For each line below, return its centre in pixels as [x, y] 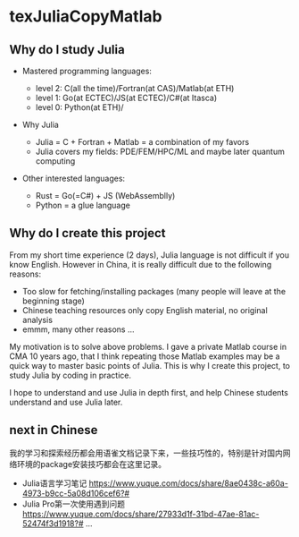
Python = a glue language [83, 205]
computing [55, 161]
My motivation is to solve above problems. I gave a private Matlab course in [148, 346]
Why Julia [41, 124]
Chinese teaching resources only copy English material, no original [145, 310]
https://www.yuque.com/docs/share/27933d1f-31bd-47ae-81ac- [141, 514]
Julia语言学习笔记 [54, 483]
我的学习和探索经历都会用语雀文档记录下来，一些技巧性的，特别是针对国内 [146, 453]
